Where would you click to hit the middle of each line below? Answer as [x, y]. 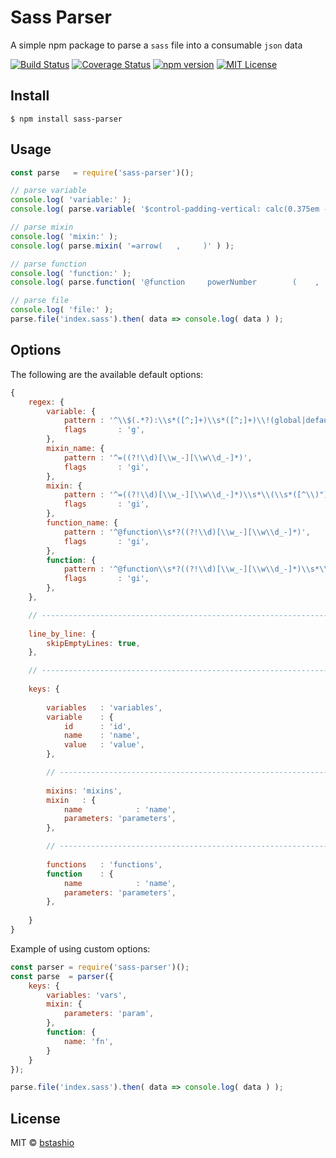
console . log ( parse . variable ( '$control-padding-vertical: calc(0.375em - [169, 209]
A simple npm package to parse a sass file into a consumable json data [156, 45]
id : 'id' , [97, 726]
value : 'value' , [104, 745]
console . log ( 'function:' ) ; [71, 273]
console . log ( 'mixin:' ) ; [64, 236]
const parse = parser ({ [62, 976]
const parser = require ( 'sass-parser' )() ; [100, 967]
